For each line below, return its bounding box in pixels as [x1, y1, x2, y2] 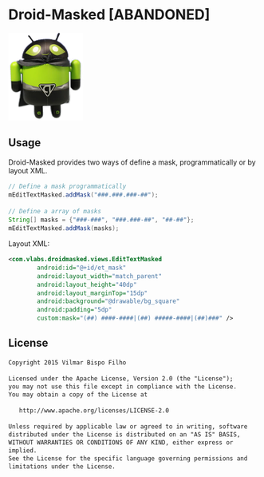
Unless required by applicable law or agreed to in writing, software [8, 422, 248, 431]
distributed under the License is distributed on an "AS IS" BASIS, [8, 430, 241, 439]
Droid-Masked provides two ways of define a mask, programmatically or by [8, 157, 257, 167]
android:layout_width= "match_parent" [37, 272, 162, 280]
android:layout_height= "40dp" [37, 280, 137, 288]
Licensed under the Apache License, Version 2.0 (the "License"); [8, 374, 234, 383]
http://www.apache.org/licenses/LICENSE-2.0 [18, 406, 170, 415]
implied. [8, 446, 37, 455]
